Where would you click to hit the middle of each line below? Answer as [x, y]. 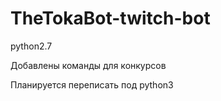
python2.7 [31, 46]
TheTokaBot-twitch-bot [110, 18]
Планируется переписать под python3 [92, 84]
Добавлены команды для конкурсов [88, 65]
